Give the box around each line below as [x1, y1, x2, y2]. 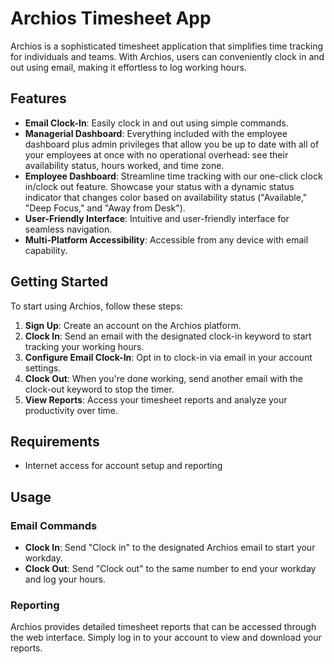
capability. [24, 244, 68, 256]
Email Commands [10, 518, 98, 532]
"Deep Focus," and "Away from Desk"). [24, 202, 186, 214]
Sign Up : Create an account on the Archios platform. [24, 319, 242, 331]
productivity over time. [24, 404, 119, 416]
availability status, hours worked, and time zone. [24, 159, 225, 171]
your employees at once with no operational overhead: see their [24, 148, 289, 161]
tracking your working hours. [24, 340, 145, 352]
